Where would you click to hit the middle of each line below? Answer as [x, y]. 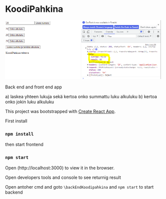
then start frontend [24, 144]
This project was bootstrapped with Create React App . [61, 111]
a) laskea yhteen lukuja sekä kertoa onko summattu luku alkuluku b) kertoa [81, 96]
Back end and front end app [34, 87]
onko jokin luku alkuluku [30, 102]
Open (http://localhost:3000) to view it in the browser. [60, 168]
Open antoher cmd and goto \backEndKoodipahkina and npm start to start [80, 187]
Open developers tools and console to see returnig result [63, 178]
